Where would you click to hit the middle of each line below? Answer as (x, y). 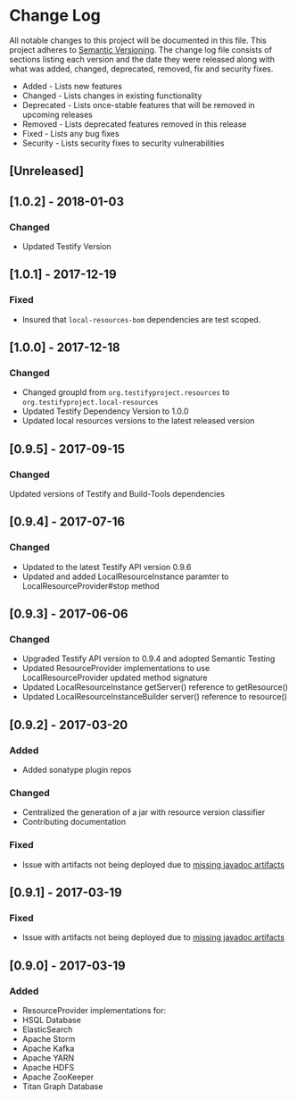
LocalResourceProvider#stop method (91, 585)
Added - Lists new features (72, 86)
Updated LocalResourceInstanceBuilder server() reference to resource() (155, 697)
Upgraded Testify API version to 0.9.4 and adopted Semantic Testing (148, 659)
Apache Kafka (48, 1049)
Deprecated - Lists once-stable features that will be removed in (139, 105)
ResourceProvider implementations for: (94, 1011)
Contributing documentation (74, 822)
